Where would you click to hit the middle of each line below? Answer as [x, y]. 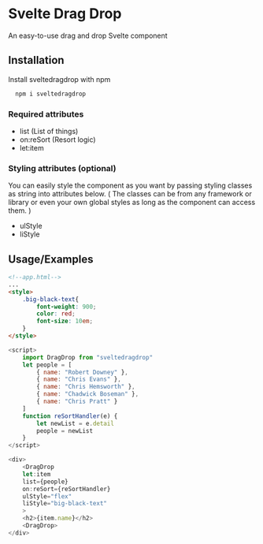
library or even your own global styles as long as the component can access [132, 203]
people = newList [65, 430]
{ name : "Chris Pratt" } [77, 402]
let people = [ [47, 365]
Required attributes [46, 114]
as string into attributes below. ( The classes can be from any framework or [130, 194]
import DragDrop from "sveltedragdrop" [88, 357]
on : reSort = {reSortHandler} [67, 489]
